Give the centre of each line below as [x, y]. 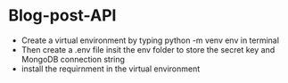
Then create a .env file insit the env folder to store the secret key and [148, 49]
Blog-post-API [62, 16]
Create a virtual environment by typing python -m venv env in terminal [150, 40]
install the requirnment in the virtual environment [111, 69]
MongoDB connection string [73, 59]
